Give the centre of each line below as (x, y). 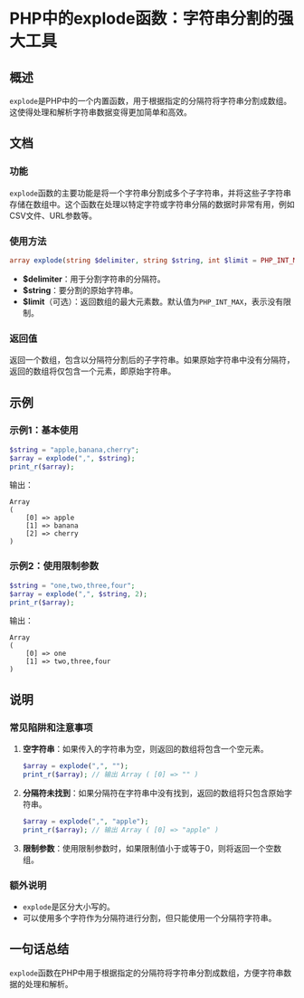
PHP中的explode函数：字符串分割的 (144, 19)
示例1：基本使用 (44, 431)
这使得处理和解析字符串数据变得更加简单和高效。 (100, 112)
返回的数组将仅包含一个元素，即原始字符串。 (93, 371)
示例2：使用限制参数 (54, 566)
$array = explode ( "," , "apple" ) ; (85, 821)
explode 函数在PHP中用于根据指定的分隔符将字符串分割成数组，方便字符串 (147, 973)
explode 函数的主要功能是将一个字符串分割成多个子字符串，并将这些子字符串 (151, 193)
